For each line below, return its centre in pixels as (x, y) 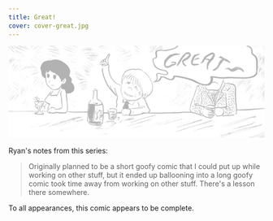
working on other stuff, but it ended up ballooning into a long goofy (141, 175)
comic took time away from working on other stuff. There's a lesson (141, 184)
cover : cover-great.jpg (49, 26)
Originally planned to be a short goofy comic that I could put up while (144, 166)
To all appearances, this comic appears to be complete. (102, 208)
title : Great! (32, 17)
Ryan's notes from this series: (58, 150)
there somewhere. (59, 192)
